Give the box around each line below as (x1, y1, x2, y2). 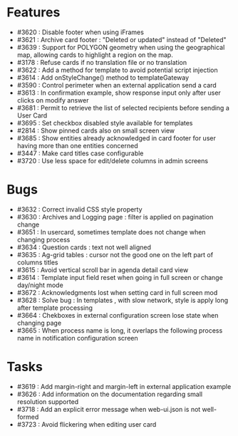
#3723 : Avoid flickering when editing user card (16, 420, 157, 428)
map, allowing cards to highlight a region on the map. (16, 51, 174, 59)
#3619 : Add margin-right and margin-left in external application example (16, 382, 232, 390)
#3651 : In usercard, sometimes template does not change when (16, 227, 206, 236)
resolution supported (16, 397, 79, 406)
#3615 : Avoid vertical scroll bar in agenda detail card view (16, 265, 189, 274)
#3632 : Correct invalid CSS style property (16, 204, 143, 214)
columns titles (16, 258, 58, 266)
